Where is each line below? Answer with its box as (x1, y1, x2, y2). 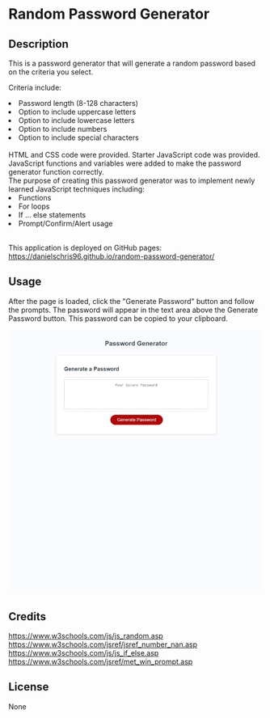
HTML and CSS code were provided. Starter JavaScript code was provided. (8, 150, 260, 159)
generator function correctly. (8, 167, 105, 176)
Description (8, 37, 69, 51)
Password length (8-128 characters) (19, 99, 139, 108)
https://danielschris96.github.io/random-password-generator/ (8, 251, 215, 261)
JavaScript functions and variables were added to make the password (8, 158, 242, 168)
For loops (19, 201, 50, 211)
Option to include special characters (19, 133, 139, 142)
